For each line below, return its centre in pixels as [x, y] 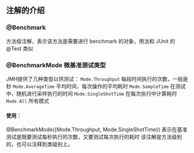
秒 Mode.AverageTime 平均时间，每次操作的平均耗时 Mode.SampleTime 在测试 [96, 86]
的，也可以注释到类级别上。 [40, 144]
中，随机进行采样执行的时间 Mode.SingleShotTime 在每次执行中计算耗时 [91, 93]
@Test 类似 [20, 48]
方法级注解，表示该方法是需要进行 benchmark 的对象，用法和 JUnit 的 [91, 41]
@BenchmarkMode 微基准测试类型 [56, 65]
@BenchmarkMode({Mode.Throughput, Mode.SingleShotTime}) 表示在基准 [97, 130]
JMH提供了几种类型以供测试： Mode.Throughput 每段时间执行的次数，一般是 [97, 79]
